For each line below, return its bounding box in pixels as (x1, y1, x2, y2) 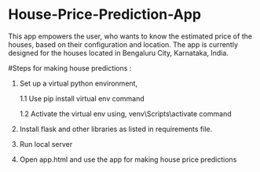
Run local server (19, 139, 73, 148)
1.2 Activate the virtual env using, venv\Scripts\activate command (19, 108, 232, 119)
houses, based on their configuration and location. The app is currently (8, 39, 238, 49)
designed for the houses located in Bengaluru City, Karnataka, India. (8, 48, 229, 57)
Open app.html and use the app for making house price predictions (19, 155, 237, 164)
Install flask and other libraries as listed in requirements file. (19, 124, 213, 134)
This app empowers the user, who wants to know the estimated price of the (8, 31, 253, 41)
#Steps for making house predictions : (8, 63, 132, 72)
